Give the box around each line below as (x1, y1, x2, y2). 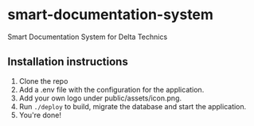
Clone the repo (18, 76, 68, 85)
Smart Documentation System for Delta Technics (7, 32, 168, 41)
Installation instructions (7, 55, 128, 69)
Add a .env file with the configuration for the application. (18, 85, 205, 94)
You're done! (18, 110, 61, 120)
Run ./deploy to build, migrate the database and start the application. (18, 101, 247, 111)
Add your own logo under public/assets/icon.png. (18, 93, 182, 103)
